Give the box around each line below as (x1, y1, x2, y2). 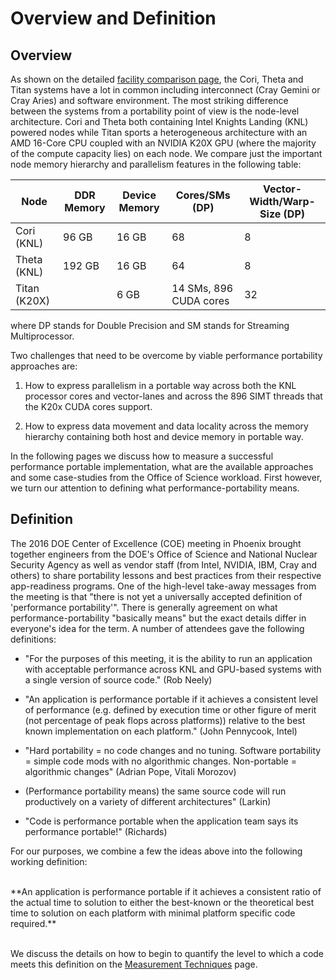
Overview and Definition (10, 7, 217, 30)
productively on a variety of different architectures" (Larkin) (24, 795, 272, 807)
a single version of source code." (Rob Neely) (24, 673, 213, 686)
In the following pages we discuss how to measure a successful (10, 450, 274, 462)
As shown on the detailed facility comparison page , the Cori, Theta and (10, 73, 304, 85)
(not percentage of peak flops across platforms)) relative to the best (24, 714, 306, 726)
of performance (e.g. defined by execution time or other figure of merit (24, 703, 317, 716)
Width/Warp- (249, 195, 316, 208)
